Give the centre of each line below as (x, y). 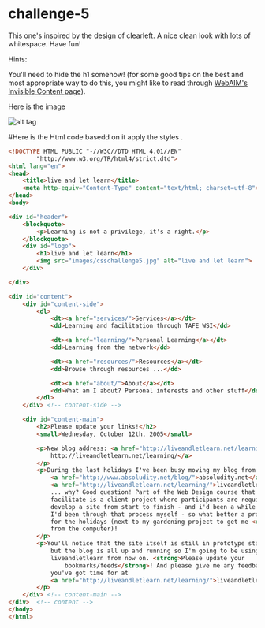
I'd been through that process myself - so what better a (147, 514)
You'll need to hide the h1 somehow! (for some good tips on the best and (126, 74)
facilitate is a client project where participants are (144, 500)
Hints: (18, 59)
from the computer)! (84, 529)
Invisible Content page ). (47, 91)
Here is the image (37, 106)
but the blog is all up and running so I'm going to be (144, 551)
